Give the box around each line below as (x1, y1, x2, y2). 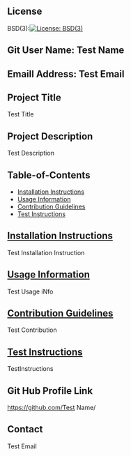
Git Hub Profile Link (7, 385, 93, 397)
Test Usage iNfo (7, 287, 54, 296)
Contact (7, 423, 43, 435)
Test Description (7, 149, 54, 158)
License (7, 6, 43, 17)
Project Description (7, 130, 93, 142)
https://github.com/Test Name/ (7, 404, 96, 412)
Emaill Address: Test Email (7, 68, 125, 79)
